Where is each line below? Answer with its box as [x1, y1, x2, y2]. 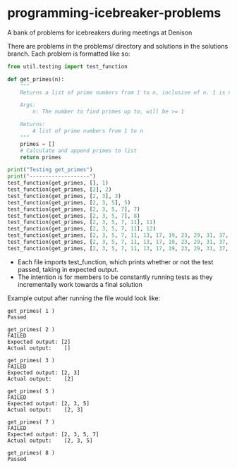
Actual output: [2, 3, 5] [7, 437, 93, 444]
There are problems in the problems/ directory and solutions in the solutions [7, 42, 229, 50]
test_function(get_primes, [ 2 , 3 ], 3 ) [7, 192, 121, 199]
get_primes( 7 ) [7, 418, 55, 426]
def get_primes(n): [7, 75, 65, 82]
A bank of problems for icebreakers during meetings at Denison [7, 28, 193, 37]
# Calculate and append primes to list [20, 147, 138, 154]
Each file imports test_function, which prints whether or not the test [17, 257, 214, 266]
